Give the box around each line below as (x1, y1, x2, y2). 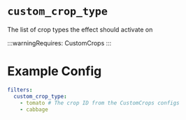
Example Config (7, 63, 102, 80)
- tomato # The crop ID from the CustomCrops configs (20, 99, 180, 106)
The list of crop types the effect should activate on (7, 25, 153, 33)
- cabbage (20, 106, 49, 113)
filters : (7, 86, 33, 93)
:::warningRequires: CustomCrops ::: (7, 38, 112, 47)
